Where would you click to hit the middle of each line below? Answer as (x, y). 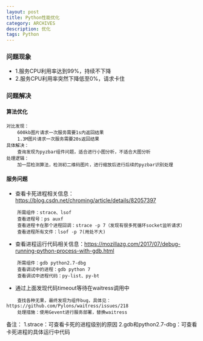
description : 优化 (28, 29)
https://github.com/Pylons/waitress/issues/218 (68, 306)
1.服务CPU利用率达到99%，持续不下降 (63, 71)
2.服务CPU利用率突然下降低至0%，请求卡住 (70, 79)
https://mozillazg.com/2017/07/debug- (132, 244)
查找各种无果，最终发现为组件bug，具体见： (64, 300)
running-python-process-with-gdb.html (65, 251)
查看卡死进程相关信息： (44, 193)
